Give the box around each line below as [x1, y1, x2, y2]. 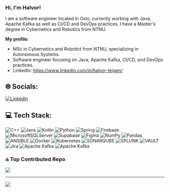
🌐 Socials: [5, 82, 38, 91]
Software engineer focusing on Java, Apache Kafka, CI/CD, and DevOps [12, 57, 163, 63]
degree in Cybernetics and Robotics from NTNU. [5, 26, 107, 32]
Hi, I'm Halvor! [5, 4, 41, 11]
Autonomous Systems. [12, 51, 60, 57]
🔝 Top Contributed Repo [5, 156, 66, 163]
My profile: [5, 36, 29, 42]
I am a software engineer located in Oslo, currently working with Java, [5, 16, 151, 22]
